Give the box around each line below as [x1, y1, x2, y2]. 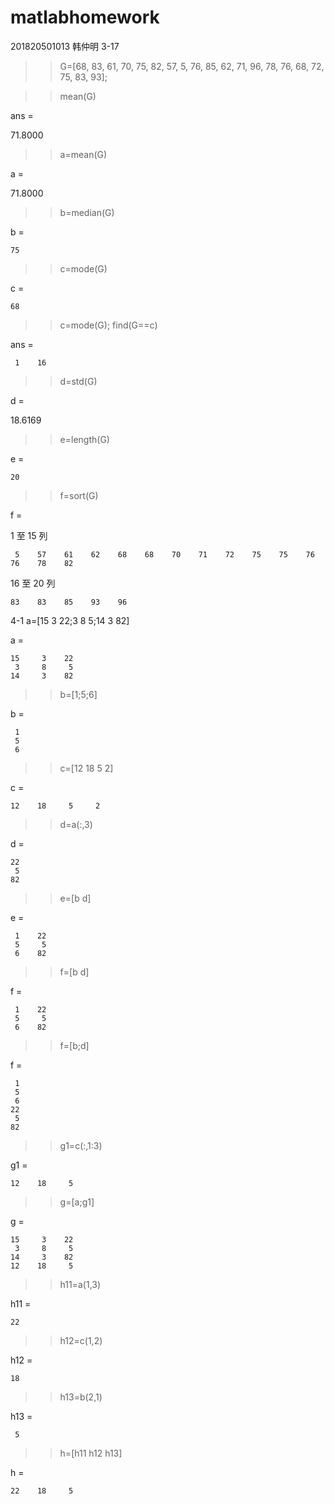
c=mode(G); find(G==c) [59, 319, 158, 331]
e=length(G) [59, 433, 110, 445]
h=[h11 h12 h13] [59, 1447, 123, 1459]
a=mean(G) [59, 148, 108, 160]
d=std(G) [59, 375, 98, 387]
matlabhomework [10, 6, 160, 29]
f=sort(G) [59, 489, 99, 501]
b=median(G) [59, 206, 115, 218]
